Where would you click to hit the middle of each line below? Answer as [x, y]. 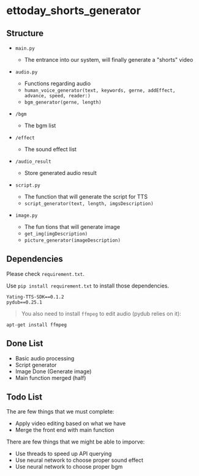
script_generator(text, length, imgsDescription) [89, 204]
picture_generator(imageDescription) [73, 240]
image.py [26, 215]
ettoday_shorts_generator [73, 11]
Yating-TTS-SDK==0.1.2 [35, 297]
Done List [25, 344]
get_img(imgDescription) [56, 234]
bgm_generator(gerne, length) [63, 102]
